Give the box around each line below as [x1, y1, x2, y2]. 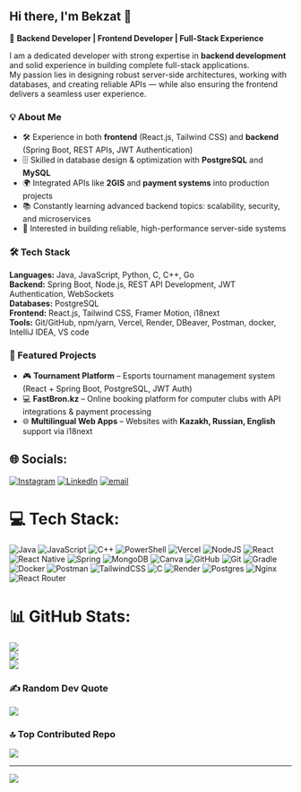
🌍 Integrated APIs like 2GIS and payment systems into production [21, 178, 270, 188]
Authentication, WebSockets [9, 289, 115, 300]
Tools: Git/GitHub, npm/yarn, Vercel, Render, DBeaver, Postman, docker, [9, 318, 277, 328]
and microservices [21, 213, 91, 224]
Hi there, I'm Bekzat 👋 [9, 9, 132, 24]
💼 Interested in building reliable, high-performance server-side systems [21, 223, 287, 234]
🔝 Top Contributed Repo [9, 727, 116, 740]
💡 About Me [9, 110, 62, 123]
